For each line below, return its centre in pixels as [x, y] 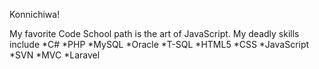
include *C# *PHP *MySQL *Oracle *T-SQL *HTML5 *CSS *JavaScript [159, 44]
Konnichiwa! [35, 14]
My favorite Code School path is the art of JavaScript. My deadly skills [154, 33]
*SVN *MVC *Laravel [55, 55]
